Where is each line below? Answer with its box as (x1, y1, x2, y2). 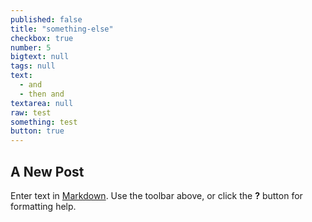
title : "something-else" (10, 24, 114, 34)
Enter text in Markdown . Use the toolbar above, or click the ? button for (10, 189, 303, 201)
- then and (19, 89, 65, 99)
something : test (10, 117, 78, 127)
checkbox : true (10, 33, 74, 43)
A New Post (10, 163, 85, 180)
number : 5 (10, 42, 52, 53)
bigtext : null (10, 52, 70, 62)
